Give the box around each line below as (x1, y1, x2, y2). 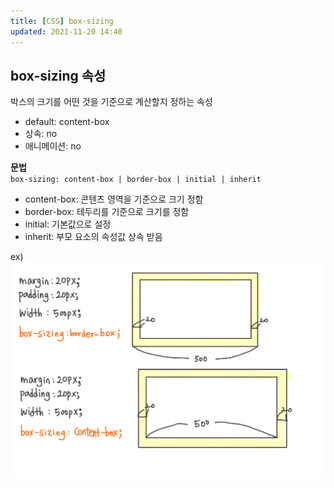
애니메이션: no (24, 140, 82, 152)
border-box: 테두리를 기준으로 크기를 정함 (24, 206, 190, 218)
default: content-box (24, 116, 110, 128)
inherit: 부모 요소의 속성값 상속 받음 (24, 231, 163, 243)
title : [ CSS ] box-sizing (10, 16, 114, 26)
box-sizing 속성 (10, 67, 107, 84)
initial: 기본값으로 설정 (24, 218, 112, 230)
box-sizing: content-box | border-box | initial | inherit (10, 175, 262, 185)
